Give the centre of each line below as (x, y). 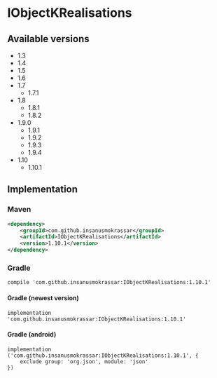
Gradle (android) (32, 335)
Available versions (48, 39)
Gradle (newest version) (43, 298)
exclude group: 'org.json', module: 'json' (84, 362)
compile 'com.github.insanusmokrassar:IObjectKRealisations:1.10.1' (109, 283)
